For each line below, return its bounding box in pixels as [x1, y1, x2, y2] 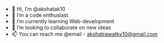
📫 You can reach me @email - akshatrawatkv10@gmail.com [11, 31, 158, 37]
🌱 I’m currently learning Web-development [11, 18, 114, 24]
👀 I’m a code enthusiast [11, 12, 69, 19]
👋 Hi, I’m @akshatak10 [11, 6, 66, 12]
